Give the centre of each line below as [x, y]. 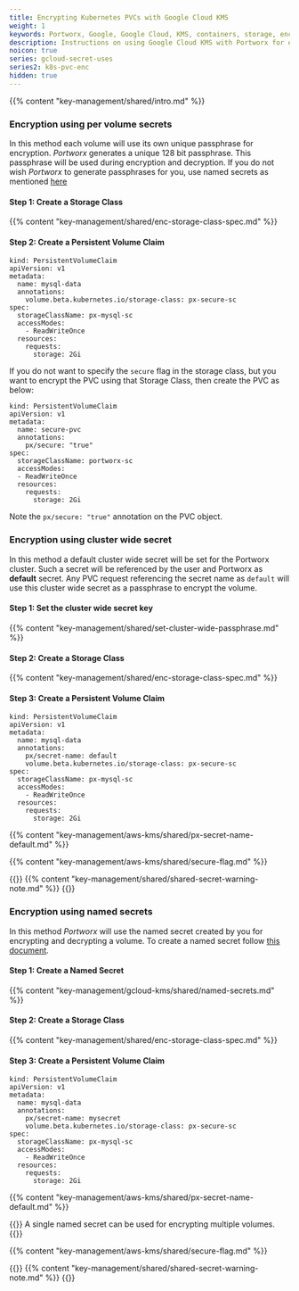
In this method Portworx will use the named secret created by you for [136, 931]
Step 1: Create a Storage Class [66, 202]
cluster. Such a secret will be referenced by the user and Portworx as [136, 568]
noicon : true [33, 51]
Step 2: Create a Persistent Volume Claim [87, 242]
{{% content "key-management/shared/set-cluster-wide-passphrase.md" [144, 628]
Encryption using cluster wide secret [90, 540]
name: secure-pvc [49, 430]
